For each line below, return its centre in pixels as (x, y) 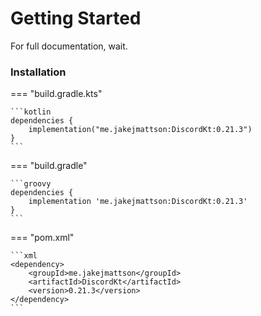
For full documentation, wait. (69, 46)
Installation (38, 72)
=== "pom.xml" (42, 238)
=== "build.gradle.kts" (56, 94)
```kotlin (31, 112)
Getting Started (76, 18)
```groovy (31, 184)
